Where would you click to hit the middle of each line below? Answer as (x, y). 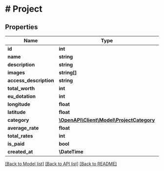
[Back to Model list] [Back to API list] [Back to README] (61, 164)
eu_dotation (21, 96)
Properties (21, 27)
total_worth (21, 88)
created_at (20, 152)
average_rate (23, 128)
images (16, 73)
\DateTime (71, 152)
